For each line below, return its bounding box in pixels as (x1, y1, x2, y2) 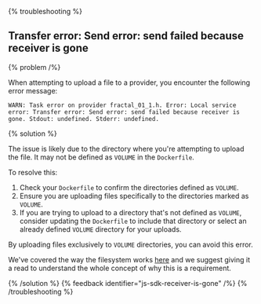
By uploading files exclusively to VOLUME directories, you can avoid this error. (8, 240, 253, 249)
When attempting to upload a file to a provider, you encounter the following (8, 78, 251, 87)
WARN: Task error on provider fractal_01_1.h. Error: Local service (8, 101, 237, 109)
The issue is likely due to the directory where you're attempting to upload (8, 144, 245, 153)
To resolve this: (8, 167, 58, 177)
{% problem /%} (8, 62, 61, 71)
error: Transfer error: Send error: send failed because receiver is (8, 108, 241, 116)
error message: (8, 86, 58, 95)
